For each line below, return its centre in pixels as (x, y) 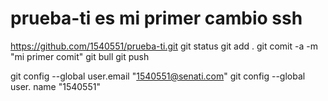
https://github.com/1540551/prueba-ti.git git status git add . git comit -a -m (164, 46)
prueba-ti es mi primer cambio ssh (156, 18)
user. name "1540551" (55, 86)
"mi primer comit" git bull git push (80, 56)
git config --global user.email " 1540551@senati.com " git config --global (158, 76)
